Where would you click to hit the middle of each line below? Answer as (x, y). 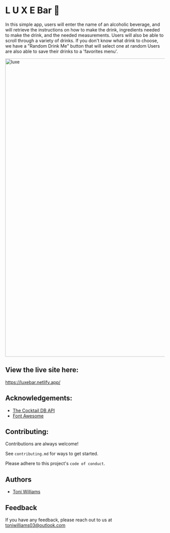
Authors (18, 479)
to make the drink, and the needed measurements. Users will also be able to (84, 35)
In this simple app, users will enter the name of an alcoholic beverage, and (83, 24)
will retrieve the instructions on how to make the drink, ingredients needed (83, 29)
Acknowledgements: (39, 398)
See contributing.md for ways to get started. (52, 454)
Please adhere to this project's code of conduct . (55, 464)
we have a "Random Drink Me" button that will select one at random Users (83, 46)
